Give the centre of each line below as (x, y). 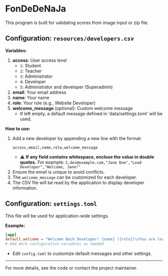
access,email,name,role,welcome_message (55, 148)
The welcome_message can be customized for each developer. (75, 177)
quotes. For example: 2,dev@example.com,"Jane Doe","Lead (80, 162)
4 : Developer (33, 81)
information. (25, 188)
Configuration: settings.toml (51, 204)
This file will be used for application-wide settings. (57, 216)
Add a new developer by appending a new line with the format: (77, 138)
